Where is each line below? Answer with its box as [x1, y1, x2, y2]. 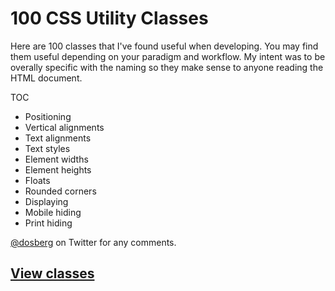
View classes [10, 265, 95, 282]
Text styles [24, 142, 71, 154]
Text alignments [24, 132, 92, 144]
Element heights [24, 163, 92, 176]
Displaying [24, 195, 69, 207]
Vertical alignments [24, 121, 105, 133]
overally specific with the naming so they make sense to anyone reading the [10, 61, 324, 73]
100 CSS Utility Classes [10, 7, 209, 30]
